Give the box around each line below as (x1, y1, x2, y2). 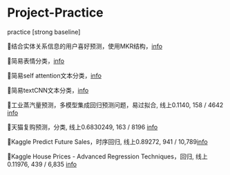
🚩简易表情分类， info (7, 57, 65, 65)
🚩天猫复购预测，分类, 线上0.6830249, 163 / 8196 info (7, 122, 158, 131)
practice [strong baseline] (7, 28, 81, 36)
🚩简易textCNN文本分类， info (7, 86, 89, 94)
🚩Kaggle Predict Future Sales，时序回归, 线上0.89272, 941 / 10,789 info (7, 137, 209, 146)
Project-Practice (7, 5, 104, 21)
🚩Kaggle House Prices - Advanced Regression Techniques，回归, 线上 (7, 152, 209, 160)
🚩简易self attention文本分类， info (7, 71, 102, 80)
